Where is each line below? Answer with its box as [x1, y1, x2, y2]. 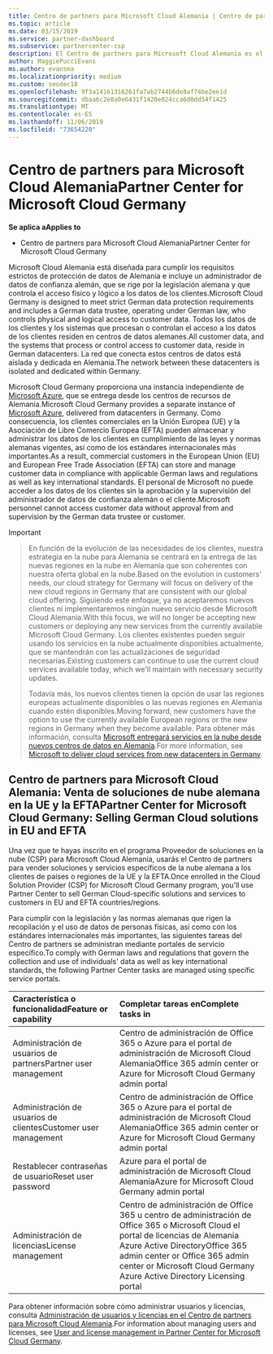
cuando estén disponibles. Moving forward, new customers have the [28, 706, 257, 716]
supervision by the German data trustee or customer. [8, 511, 186, 521]
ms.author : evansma [8, 65, 75, 73]
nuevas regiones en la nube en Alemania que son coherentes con [28, 560, 248, 570]
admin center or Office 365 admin [119, 1250, 249, 1261]
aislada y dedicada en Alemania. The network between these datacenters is [8, 357, 260, 367]
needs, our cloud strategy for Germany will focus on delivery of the [28, 577, 253, 587]
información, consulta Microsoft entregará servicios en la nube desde [28, 732, 262, 742]
